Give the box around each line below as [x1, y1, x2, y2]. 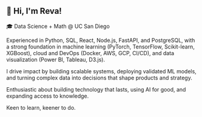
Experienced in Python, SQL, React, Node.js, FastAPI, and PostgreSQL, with [6, 36, 195, 44]
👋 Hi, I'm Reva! [6, 6, 62, 16]
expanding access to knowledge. [6, 92, 89, 99]
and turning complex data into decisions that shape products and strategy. [6, 74, 192, 81]
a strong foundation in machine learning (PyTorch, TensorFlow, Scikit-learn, [6, 43, 195, 50]
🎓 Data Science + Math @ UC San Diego [6, 22, 110, 30]
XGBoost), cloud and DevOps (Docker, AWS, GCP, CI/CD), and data [6, 49, 175, 56]
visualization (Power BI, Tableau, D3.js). [6, 56, 105, 63]
